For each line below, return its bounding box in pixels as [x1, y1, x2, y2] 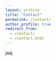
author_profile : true [5, 21, 51, 27]
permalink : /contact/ [5, 17, 51, 22]
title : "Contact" [5, 12, 42, 17]
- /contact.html [10, 36, 44, 41]
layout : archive [5, 7, 40, 13]
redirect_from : [5, 26, 38, 32]
